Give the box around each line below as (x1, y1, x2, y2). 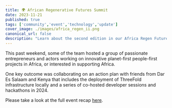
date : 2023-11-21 (5, 12, 42, 17)
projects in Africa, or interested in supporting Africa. (5, 61, 115, 67)
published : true (5, 17, 40, 22)
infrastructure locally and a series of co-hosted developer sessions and (5, 81, 156, 88)
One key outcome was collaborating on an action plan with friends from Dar (5, 71, 165, 77)
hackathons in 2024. (5, 87, 49, 93)
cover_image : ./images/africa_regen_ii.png (5, 27, 100, 32)
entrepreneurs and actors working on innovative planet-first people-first (5, 55, 158, 61)
